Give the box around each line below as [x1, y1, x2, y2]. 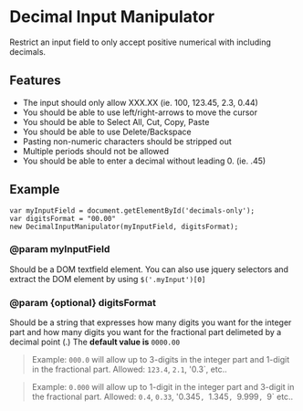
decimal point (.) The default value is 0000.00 [9, 336, 181, 348]
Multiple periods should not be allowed [22, 145, 169, 156]
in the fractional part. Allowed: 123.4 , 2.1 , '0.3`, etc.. [31, 364, 227, 375]
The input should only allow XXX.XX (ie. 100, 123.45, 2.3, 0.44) [22, 97, 258, 108]
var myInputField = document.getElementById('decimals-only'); [9, 205, 256, 216]
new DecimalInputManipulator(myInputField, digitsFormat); [9, 222, 239, 231]
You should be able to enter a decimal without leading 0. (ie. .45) [22, 155, 266, 166]
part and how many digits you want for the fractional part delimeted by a [9, 327, 282, 338]
